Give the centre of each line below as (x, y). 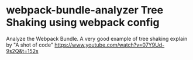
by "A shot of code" (30, 45)
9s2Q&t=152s (23, 51)
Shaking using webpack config (83, 22)
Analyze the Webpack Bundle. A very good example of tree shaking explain (97, 38)
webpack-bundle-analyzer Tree (85, 10)
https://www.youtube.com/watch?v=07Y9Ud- (110, 45)
